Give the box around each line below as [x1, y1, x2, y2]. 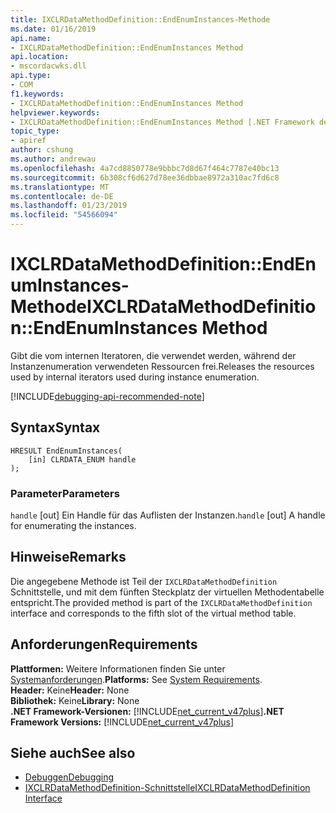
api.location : [10, 52, 70, 62]
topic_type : [10, 126, 60, 136]
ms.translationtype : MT [10, 182, 110, 192]
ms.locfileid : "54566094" [10, 210, 118, 220]
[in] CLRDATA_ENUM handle [28, 454, 137, 465]
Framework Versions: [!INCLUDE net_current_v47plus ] [10, 716, 235, 728]
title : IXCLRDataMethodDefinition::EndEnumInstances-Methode [10, 14, 271, 25]
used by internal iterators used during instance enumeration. [10, 371, 260, 383]
